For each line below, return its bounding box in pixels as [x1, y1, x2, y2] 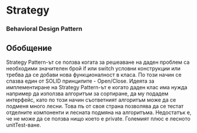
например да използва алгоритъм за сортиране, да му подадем [6, 90, 169, 97]
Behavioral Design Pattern [6, 25, 83, 33]
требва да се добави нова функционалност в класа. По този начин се [6, 71, 182, 78]
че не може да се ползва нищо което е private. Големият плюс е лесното [6, 115, 191, 122]
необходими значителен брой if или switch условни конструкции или [6, 64, 181, 72]
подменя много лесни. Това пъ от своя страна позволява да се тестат [6, 102, 184, 109]
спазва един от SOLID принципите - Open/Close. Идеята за [6, 77, 155, 85]
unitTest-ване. [6, 121, 41, 128]
